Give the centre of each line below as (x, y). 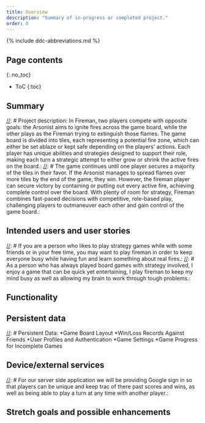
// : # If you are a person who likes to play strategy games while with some (99, 245)
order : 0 (17, 23)
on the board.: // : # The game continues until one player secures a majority (101, 166)
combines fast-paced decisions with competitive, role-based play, (90, 199)
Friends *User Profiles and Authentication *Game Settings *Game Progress (102, 340)
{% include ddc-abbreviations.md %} (53, 41)
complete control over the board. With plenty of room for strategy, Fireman (100, 192)
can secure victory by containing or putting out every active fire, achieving (100, 185)
